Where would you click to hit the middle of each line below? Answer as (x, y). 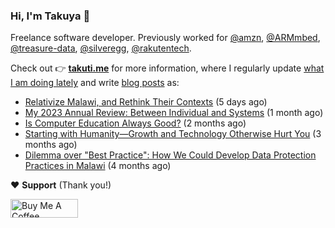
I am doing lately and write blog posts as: (95, 83)
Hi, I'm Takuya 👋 (50, 16)
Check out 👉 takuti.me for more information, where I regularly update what (167, 68)
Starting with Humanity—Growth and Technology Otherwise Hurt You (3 (173, 134)
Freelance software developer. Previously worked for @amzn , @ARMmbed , (165, 38)
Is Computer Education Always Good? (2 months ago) (135, 123)
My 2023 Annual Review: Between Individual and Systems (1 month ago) (174, 113)
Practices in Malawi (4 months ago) (98, 166)
